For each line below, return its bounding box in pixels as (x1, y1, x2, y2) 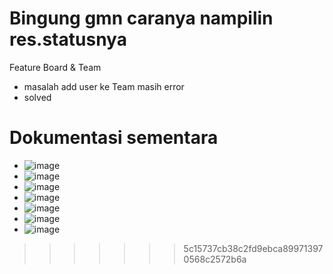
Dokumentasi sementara (9, 127, 219, 149)
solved (23, 91, 52, 103)
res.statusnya (9, 28, 127, 51)
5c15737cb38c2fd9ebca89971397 (183, 242, 324, 254)
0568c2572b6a (183, 253, 247, 265)
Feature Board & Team (9, 61, 102, 73)
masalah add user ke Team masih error (23, 80, 185, 92)
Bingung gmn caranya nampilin (9, 7, 274, 30)
